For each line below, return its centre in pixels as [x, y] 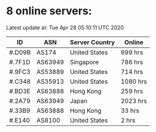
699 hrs [132, 52]
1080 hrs [134, 81]
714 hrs [132, 72]
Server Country [92, 42]
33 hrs [130, 110]
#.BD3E [20, 91]
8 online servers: [49, 11]
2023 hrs [134, 101]
